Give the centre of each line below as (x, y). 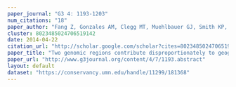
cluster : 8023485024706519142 (52, 33)
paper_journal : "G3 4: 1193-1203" (58, 14)
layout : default (31, 66)
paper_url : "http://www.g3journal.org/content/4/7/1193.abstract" (106, 60)
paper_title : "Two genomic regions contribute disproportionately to (111, 53)
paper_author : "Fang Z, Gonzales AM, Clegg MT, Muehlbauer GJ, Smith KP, (118, 27)
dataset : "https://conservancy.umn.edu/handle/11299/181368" (99, 72)
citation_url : (28, 46)
